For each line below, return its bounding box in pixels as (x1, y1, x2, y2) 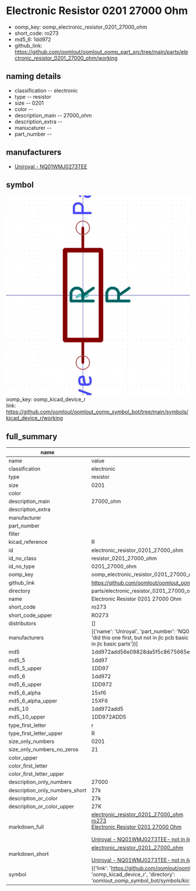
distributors (8, 620, 37, 627)
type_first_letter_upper (8, 730, 63, 737)
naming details (6, 71, 61, 81)
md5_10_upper (8, 713, 45, 720)
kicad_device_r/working (6, 415, 63, 422)
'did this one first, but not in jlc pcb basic (91, 634, 188, 641)
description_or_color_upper (8, 803, 75, 810)
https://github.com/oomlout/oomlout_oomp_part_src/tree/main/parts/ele (14, 48, 188, 55)
